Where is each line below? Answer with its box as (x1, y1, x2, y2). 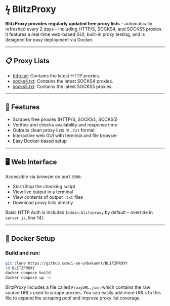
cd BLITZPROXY (5, 266, 35, 271)
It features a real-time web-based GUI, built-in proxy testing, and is (5, 31, 145, 37)
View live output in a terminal (12, 189, 73, 195)
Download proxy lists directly (12, 200, 73, 206)
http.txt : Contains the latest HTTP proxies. (12, 72, 100, 78)
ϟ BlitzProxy (5, 4, 57, 15)
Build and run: (5, 249, 40, 256)
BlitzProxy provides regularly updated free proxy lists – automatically (5, 20, 153, 26)
